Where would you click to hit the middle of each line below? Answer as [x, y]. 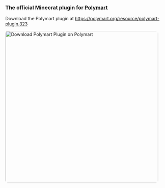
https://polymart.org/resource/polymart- [117, 19]
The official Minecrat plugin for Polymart [57, 8]
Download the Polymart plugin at [39, 19]
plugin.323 [17, 24]
